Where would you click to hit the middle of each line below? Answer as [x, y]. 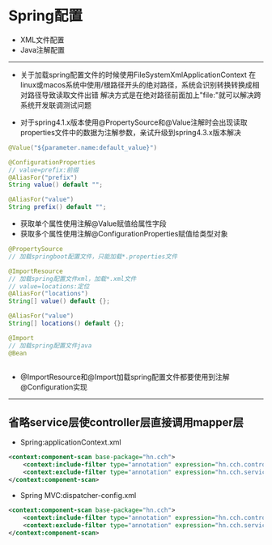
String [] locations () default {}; [67, 324]
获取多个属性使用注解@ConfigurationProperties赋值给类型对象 [124, 234]
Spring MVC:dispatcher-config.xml [78, 495]
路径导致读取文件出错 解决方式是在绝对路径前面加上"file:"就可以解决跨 [144, 95]
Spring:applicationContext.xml [70, 442]
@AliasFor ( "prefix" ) [43, 177]
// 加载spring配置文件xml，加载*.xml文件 [72, 279]
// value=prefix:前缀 [44, 170]
